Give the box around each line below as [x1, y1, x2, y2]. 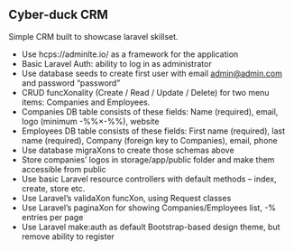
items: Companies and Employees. [21, 97, 151, 107]
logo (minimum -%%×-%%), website [21, 116, 160, 126]
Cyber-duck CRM [8, 7, 109, 23]
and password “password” [21, 77, 121, 88]
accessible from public [21, 163, 107, 174]
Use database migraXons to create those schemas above [21, 144, 235, 155]
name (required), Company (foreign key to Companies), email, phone [21, 135, 278, 145]
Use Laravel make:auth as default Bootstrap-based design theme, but [21, 221, 280, 232]
